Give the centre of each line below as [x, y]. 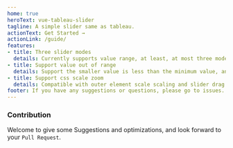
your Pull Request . [34, 137]
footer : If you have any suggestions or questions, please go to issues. [116, 91]
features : [21, 46]
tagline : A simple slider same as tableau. [71, 26]
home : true [23, 13]
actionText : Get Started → [46, 33]
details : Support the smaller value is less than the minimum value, [116, 71]
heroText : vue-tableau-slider [51, 20]
